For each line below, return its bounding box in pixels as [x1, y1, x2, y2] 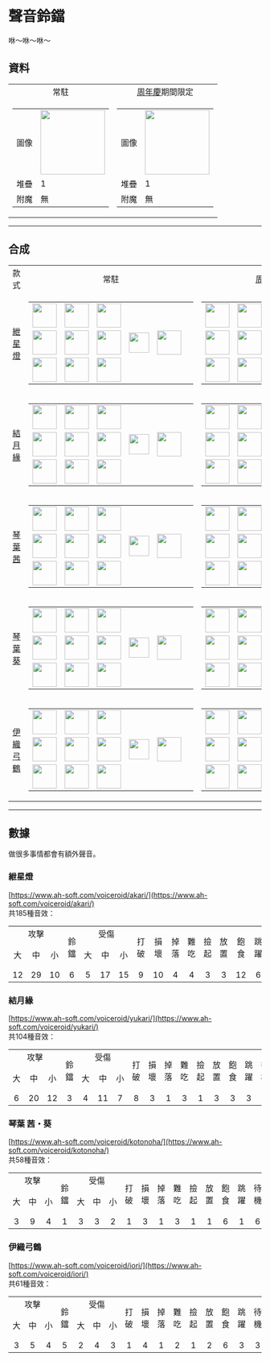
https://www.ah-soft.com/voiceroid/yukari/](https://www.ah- [10, 1013, 212, 1023]
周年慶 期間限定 [137, 86, 194, 97]
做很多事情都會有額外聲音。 [8, 849, 100, 858]
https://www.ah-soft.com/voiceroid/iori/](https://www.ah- [10, 1260, 202, 1270]
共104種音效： [8, 1032, 56, 1041]
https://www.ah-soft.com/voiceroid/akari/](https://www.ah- [10, 890, 208, 900]
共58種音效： [8, 1155, 52, 1165]
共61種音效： [8, 1278, 51, 1289]
